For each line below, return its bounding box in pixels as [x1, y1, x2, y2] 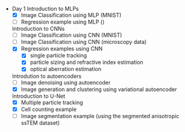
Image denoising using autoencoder [20, 78, 111, 86]
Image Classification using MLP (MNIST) [20, 11, 122, 19]
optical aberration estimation [30, 66, 101, 73]
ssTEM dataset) [20, 119, 60, 126]
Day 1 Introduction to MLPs [11, 5, 80, 12]
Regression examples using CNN [20, 45, 103, 52]
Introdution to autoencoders [11, 72, 82, 80]
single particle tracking [30, 52, 87, 59]
